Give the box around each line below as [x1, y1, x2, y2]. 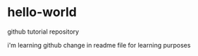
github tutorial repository [7, 27, 80, 36]
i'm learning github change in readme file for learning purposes [7, 41, 191, 49]
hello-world [7, 4, 78, 20]
